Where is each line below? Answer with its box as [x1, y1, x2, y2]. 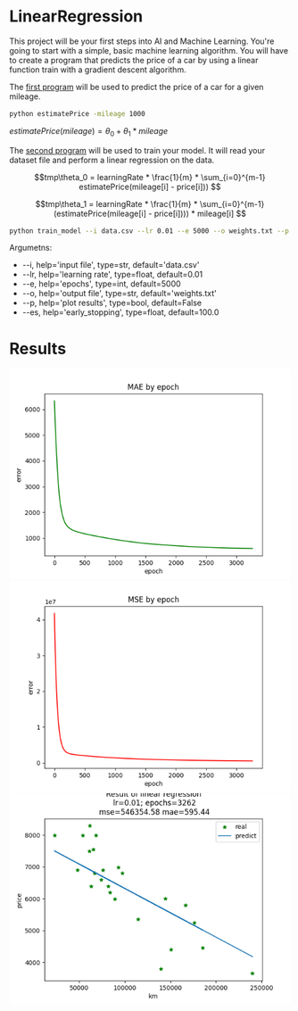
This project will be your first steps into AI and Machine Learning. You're [9, 36, 275, 46]
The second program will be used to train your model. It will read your [9, 145, 266, 155]
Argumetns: [9, 243, 53, 253]
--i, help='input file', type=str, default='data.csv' [21, 260, 200, 270]
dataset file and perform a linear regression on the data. [9, 154, 215, 165]
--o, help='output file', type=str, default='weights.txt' [21, 288, 217, 299]
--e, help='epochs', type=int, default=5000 [21, 278, 181, 289]
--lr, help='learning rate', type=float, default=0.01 [21, 269, 203, 280]
